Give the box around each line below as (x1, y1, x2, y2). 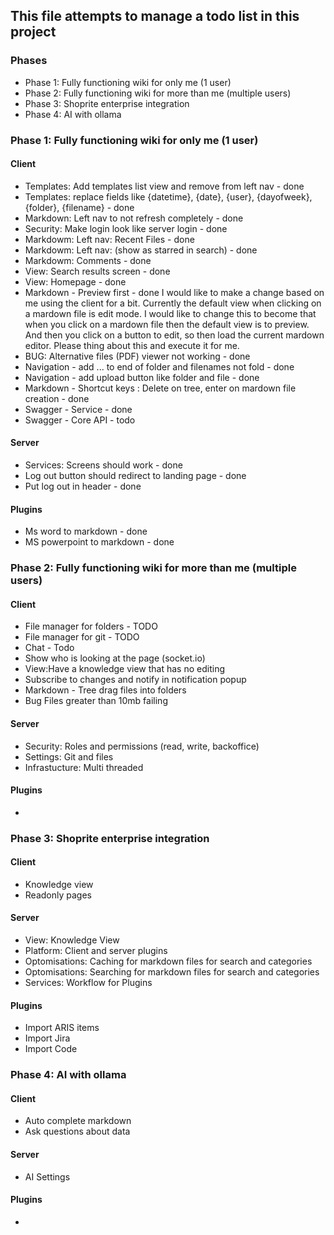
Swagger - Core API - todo (24, 414, 136, 426)
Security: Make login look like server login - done (24, 222, 228, 234)
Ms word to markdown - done (24, 525, 148, 538)
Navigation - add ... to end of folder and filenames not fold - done (24, 360, 295, 373)
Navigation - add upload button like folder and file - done (24, 371, 260, 383)
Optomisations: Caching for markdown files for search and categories (24, 955, 313, 968)
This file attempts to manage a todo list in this (10, 8, 300, 25)
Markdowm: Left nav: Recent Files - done (24, 233, 195, 245)
